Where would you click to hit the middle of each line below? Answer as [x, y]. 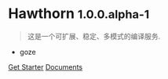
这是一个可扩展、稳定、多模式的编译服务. [94, 36]
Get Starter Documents [46, 66]
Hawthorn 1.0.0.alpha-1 [79, 14]
